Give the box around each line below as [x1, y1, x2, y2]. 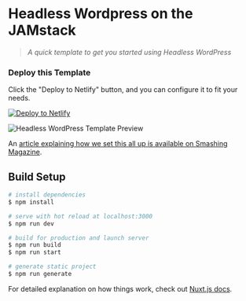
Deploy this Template [8, 67, 91, 78]
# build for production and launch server [8, 233, 149, 242]
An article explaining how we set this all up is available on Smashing [8, 139, 228, 149]
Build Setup [8, 170, 66, 183]
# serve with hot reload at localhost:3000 [8, 212, 153, 220]
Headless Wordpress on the [8, 5, 193, 23]
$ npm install [8, 198, 55, 206]
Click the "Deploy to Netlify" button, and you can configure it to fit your [8, 85, 238, 94]
